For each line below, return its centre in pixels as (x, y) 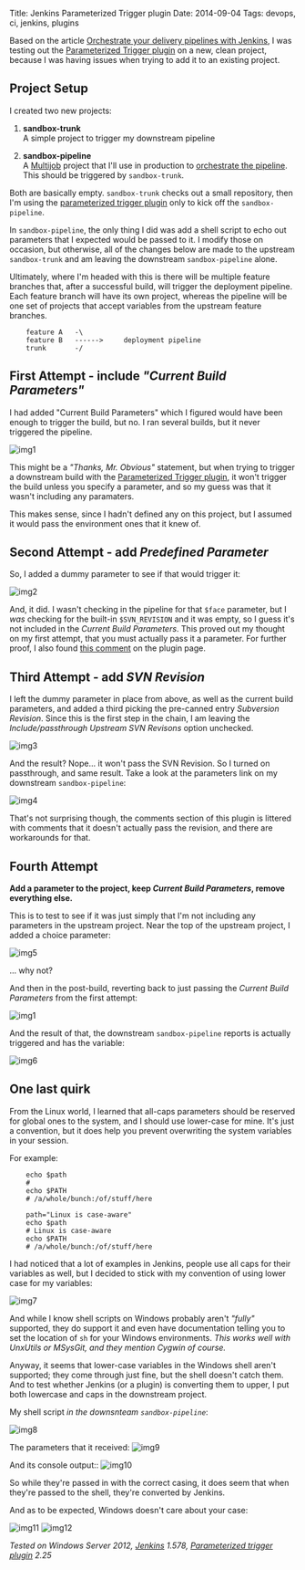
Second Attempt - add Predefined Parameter (139, 553)
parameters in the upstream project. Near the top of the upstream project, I (150, 926)
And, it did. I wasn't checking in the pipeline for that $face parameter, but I (148, 610)
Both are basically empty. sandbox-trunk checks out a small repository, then (151, 193)
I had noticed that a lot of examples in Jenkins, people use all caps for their (150, 1263)
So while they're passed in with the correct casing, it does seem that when (149, 1482)
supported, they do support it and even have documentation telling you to (147, 1328)
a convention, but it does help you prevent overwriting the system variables (151, 1130)
